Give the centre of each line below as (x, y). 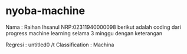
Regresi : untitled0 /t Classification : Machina (60, 45)
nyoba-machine (45, 11)
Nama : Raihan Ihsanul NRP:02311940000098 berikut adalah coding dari (93, 27)
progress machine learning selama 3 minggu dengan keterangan (84, 33)
